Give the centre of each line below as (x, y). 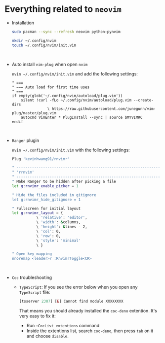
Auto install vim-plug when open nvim (50, 64)
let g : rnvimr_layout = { (37, 213)
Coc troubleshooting (32, 277)
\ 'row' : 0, (49, 236)
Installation (23, 23)
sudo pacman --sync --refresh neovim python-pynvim (66, 32)
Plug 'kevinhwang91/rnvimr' (41, 159)
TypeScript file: (35, 292)
